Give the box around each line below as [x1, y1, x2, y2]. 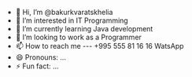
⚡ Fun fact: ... [15, 61, 59, 71]
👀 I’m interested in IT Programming [15, 16, 128, 25]
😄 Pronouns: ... [15, 53, 67, 62]
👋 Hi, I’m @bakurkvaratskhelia [15, 8, 113, 16]
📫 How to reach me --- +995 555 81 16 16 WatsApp [15, 42, 184, 50]
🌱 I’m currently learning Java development [15, 24, 153, 33]
